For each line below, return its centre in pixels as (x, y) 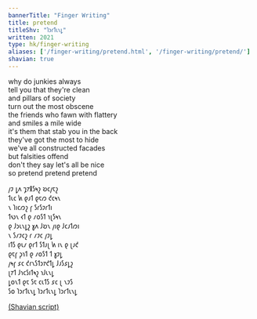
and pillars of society (42, 98)
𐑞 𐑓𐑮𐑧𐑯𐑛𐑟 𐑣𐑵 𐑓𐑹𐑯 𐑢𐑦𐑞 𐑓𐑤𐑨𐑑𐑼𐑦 (44, 226)
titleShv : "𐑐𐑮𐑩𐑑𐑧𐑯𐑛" (37, 30)
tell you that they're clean (49, 89)
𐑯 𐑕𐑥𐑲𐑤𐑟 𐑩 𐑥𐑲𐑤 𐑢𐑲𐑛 (31, 235)
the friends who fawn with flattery (63, 114)
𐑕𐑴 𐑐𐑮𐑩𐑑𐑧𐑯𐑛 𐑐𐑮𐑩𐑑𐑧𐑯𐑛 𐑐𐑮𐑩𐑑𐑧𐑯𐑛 (43, 291)
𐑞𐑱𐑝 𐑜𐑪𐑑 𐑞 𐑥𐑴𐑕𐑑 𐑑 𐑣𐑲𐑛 (35, 254)
